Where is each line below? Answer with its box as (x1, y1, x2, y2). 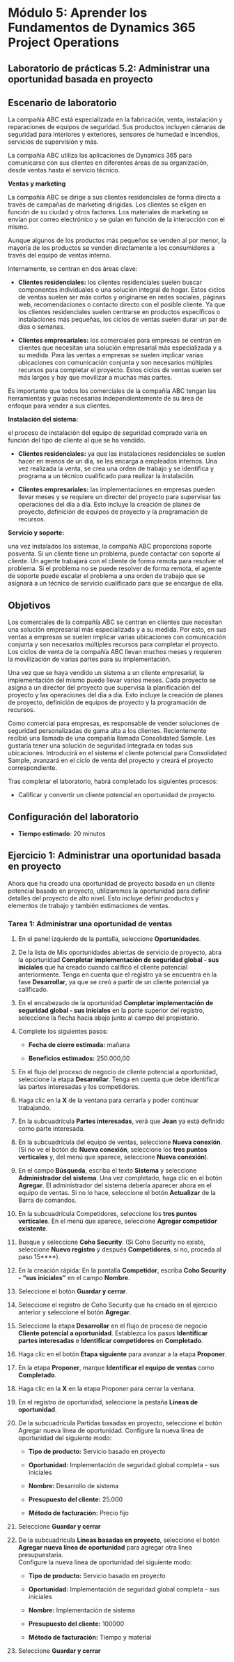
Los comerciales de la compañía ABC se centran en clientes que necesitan (8, 618, 222, 626)
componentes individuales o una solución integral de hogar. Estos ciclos (17, 285, 226, 294)
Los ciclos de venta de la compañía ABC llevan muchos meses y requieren (8, 648, 222, 656)
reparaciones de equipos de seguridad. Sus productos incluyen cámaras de (8, 123, 226, 131)
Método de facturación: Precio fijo (28, 1509, 130, 1518)
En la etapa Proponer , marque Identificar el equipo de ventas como (17, 1363, 214, 1372)
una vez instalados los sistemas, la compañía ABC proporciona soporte (8, 542, 212, 551)
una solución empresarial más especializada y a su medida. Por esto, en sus (8, 625, 227, 634)
